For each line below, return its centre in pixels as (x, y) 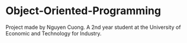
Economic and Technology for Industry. (54, 33)
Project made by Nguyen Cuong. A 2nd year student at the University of (93, 27)
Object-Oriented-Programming (83, 11)
